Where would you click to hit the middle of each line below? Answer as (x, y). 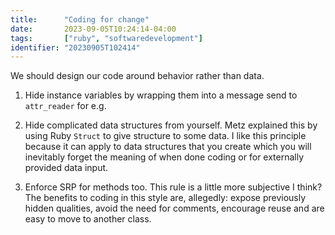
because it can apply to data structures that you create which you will (168, 147)
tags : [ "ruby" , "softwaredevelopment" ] (106, 38)
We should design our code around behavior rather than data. (137, 76)
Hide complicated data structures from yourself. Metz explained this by (171, 125)
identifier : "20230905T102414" (75, 47)
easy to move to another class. (88, 219)
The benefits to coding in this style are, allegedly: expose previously (165, 198)
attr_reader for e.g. (65, 106)
